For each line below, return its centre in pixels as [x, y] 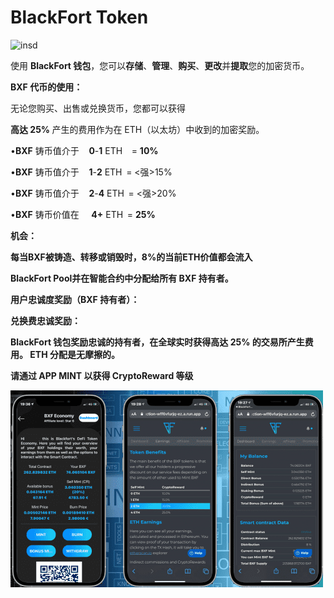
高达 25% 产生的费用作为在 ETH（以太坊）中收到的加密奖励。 [137, 129]
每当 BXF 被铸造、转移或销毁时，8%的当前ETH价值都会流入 [131, 257]
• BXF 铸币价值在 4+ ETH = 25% [83, 214]
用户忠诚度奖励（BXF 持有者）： [75, 299]
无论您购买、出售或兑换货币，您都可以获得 [98, 108]
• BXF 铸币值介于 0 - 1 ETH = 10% [84, 150]
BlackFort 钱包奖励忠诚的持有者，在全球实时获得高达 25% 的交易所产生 [157, 342]
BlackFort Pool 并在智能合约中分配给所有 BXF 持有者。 [122, 278]
